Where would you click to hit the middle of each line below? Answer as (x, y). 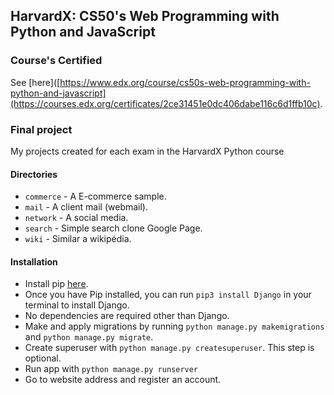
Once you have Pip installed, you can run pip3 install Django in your (168, 295)
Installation (34, 261)
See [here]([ (35, 82)
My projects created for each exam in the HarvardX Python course (147, 151)
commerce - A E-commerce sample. (95, 196)
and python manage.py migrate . (89, 337)
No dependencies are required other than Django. (127, 316)
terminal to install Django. (77, 305)
